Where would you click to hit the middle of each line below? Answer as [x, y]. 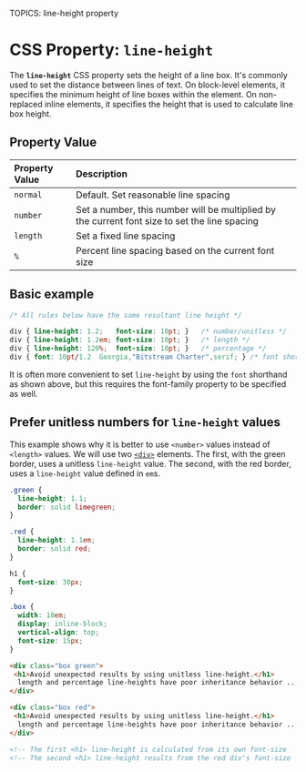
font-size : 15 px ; [51, 641]
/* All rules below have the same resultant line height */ [126, 315]
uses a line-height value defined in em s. [85, 473]
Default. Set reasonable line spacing [153, 195]
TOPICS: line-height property [64, 13]
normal [28, 194]
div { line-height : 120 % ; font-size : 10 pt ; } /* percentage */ [138, 349]
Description [102, 174]
